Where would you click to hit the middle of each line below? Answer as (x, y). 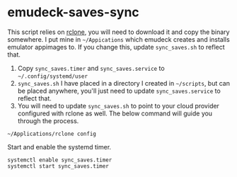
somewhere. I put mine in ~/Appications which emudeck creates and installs (118, 39)
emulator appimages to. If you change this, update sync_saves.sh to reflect (116, 47)
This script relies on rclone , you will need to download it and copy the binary (118, 32)
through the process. (48, 120)
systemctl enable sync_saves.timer (60, 160)
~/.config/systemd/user (53, 76)
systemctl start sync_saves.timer (58, 166)
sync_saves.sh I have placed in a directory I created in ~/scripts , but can (123, 83)
